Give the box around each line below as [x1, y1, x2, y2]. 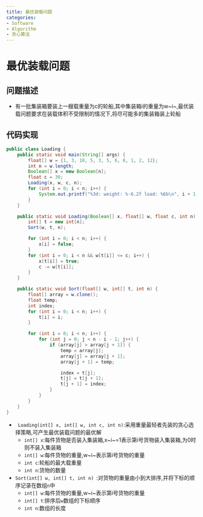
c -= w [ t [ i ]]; [38, 264, 74, 270]
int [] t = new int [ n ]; [28, 219, 85, 225]
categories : [6, 15, 36, 21]
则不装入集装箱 [24, 444, 62, 451]
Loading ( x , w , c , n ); [28, 180, 83, 186]
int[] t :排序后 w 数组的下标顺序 [24, 496, 101, 504]
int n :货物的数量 [24, 466, 66, 473]
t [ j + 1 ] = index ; [60, 381, 107, 387]
